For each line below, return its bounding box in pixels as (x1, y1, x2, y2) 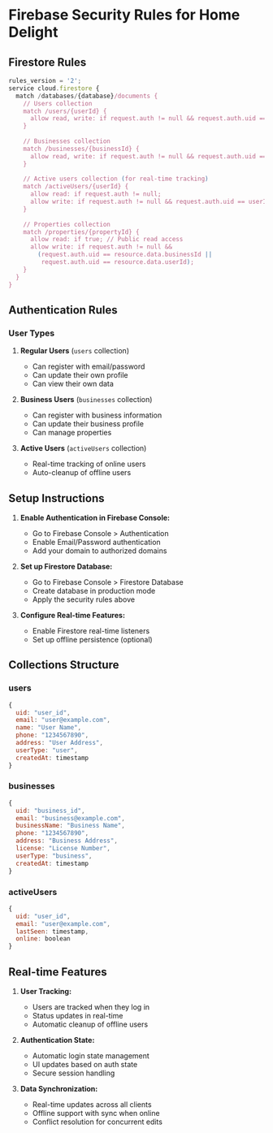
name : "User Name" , (15, 724, 82, 732)
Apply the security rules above (32, 595, 136, 604)
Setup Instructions (8, 491, 105, 505)
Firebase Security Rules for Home (8, 6, 240, 24)
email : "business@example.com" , (15, 814, 126, 822)
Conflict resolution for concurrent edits (32, 1117, 162, 1127)
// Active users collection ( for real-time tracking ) (23, 175, 209, 184)
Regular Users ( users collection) (19, 346, 130, 356)
